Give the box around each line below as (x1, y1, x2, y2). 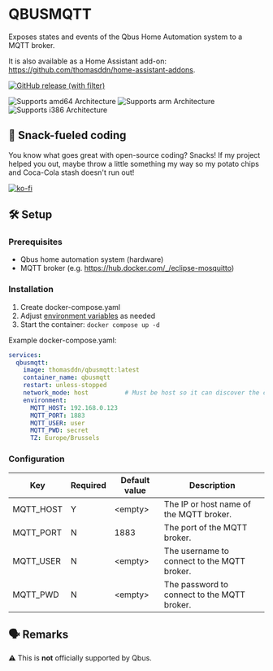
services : (8, 351, 42, 359)
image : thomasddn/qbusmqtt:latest (23, 366, 140, 374)
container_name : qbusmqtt (23, 373, 111, 382)
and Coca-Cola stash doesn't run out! (8, 168, 135, 177)
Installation (8, 284, 54, 295)
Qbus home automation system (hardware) (19, 255, 164, 264)
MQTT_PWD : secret (29, 426, 89, 435)
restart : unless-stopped (23, 381, 107, 390)
